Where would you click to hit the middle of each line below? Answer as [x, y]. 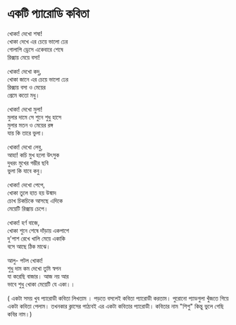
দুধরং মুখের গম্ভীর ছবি [28, 162]
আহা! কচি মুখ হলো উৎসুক [33, 155]
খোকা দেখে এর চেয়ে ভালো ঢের [38, 42]
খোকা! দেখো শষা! [25, 33]
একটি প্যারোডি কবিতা [48, 14]
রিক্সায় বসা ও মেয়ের [26, 87]
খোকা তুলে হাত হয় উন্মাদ [32, 193]
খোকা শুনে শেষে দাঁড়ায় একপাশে [38, 230]
